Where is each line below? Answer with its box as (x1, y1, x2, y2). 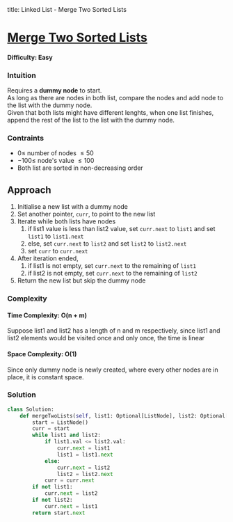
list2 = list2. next (56, 470, 113, 477)
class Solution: (7, 406, 54, 413)
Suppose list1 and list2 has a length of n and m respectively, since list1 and (7, 326, 220, 335)
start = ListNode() (32, 419, 89, 426)
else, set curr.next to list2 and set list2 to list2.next (27, 239, 187, 248)
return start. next (32, 509, 86, 516)
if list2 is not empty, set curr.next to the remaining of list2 (27, 269, 198, 278)
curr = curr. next (44, 477, 95, 484)
